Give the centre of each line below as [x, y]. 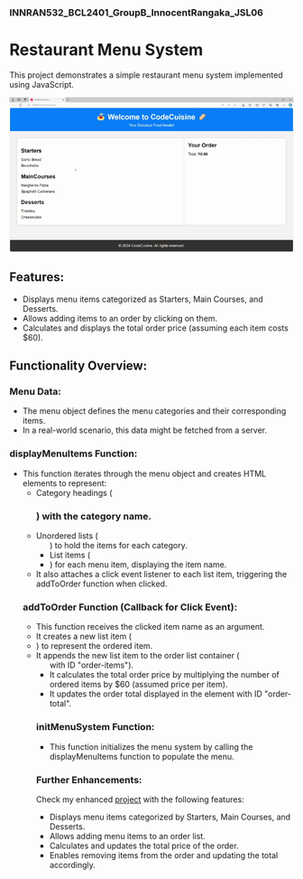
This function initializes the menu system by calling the [151, 746]
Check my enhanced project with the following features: [140, 799]
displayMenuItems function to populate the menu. [142, 756]
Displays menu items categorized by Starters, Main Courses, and [170, 817]
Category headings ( [74, 492]
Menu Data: [35, 392]
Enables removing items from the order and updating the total [164, 855]
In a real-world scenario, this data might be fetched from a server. [145, 430]
